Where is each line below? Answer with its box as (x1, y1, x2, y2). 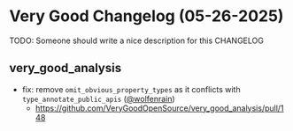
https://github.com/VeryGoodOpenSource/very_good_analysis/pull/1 (35, 103, 285, 113)
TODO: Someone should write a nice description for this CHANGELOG (9, 35, 264, 46)
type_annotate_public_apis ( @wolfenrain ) (21, 93, 175, 104)
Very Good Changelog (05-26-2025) (9, 6, 284, 26)
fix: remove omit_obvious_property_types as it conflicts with (21, 84, 241, 94)
